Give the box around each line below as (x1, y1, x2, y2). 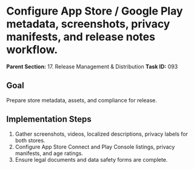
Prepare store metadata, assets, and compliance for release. (6, 96, 158, 104)
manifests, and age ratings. (15, 150, 84, 157)
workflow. (6, 43, 58, 57)
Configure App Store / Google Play (6, 4, 183, 18)
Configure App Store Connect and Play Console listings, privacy (15, 143, 175, 150)
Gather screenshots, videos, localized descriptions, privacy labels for (15, 130, 188, 138)
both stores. (15, 136, 45, 144)
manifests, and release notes (6, 30, 156, 44)
